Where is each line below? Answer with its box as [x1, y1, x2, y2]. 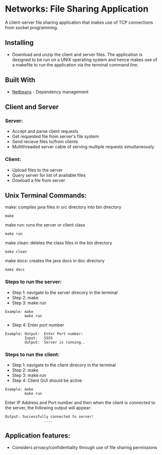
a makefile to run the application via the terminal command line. [12, 62, 139, 67]
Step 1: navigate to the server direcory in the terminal [12, 290, 118, 295]
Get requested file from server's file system [12, 133, 99, 139]
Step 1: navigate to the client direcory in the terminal [12, 362, 116, 368]
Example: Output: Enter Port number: [5, 331, 83, 336]
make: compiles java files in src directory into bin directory [5, 204, 122, 210]
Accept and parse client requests [12, 129, 78, 134]
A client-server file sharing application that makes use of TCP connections [5, 19, 153, 25]
